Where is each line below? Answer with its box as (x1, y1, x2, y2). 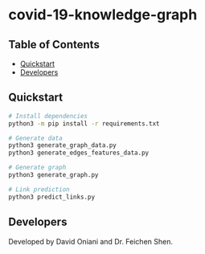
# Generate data (8, 134, 63, 142)
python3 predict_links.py (8, 193, 95, 201)
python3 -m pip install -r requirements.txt (8, 119, 160, 128)
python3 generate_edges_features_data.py (8, 149, 150, 158)
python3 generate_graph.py (8, 171, 99, 179)
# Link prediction (8, 185, 70, 194)
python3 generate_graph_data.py (8, 141, 117, 150)
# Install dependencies (8, 112, 88, 120)
